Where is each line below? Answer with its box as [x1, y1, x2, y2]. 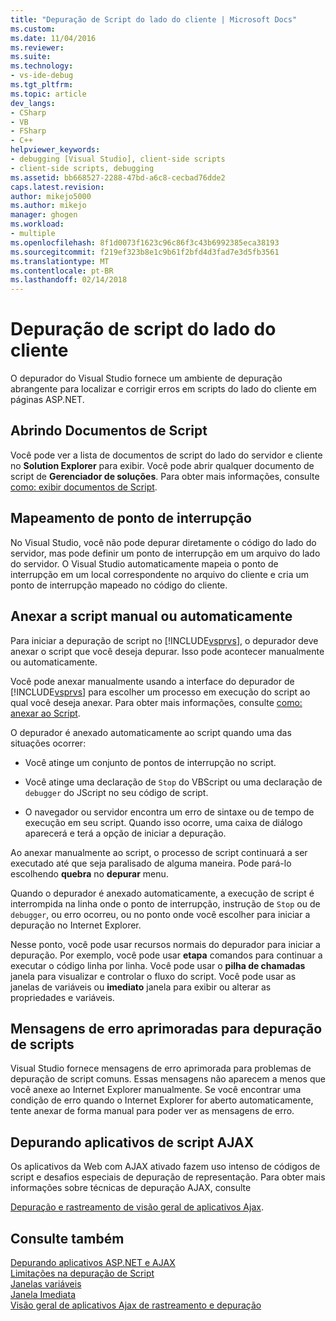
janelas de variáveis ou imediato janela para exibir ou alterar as [10, 981, 272, 993]
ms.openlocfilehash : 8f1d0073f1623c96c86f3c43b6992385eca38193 [10, 237, 280, 248]
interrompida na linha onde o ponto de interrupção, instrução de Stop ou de [10, 897, 321, 910]
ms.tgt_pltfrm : [10, 80, 74, 90]
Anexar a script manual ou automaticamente [10, 608, 293, 625]
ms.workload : [10, 219, 65, 230]
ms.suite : [10, 52, 52, 62]
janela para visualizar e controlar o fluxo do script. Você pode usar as [10, 970, 297, 982]
